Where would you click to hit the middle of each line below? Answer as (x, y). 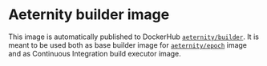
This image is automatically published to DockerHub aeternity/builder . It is (133, 37)
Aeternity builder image (89, 15)
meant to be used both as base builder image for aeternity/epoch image (127, 45)
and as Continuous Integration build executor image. (95, 53)
